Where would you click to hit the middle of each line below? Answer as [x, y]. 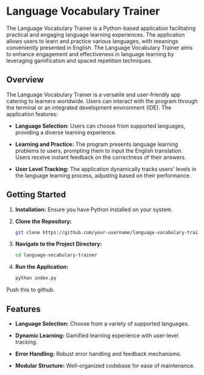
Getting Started [36, 195]
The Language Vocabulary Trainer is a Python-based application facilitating [101, 28]
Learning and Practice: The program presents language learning [97, 144]
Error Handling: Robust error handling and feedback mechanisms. [98, 354]
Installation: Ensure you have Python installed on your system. [94, 209]
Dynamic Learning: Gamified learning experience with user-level [97, 335]
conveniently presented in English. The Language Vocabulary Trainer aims [100, 48]
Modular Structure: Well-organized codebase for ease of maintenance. [105, 366]
